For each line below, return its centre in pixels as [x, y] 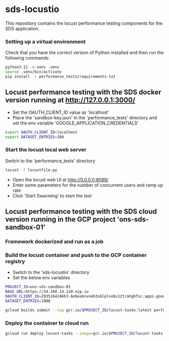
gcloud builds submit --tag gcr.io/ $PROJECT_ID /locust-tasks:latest [78, 310]
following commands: [27, 58]
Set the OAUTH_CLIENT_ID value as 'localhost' [61, 112]
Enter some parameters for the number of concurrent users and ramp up [88, 185]
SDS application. [22, 28]
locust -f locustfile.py [31, 170]
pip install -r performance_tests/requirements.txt [60, 77]
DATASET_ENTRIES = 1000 [28, 301]
